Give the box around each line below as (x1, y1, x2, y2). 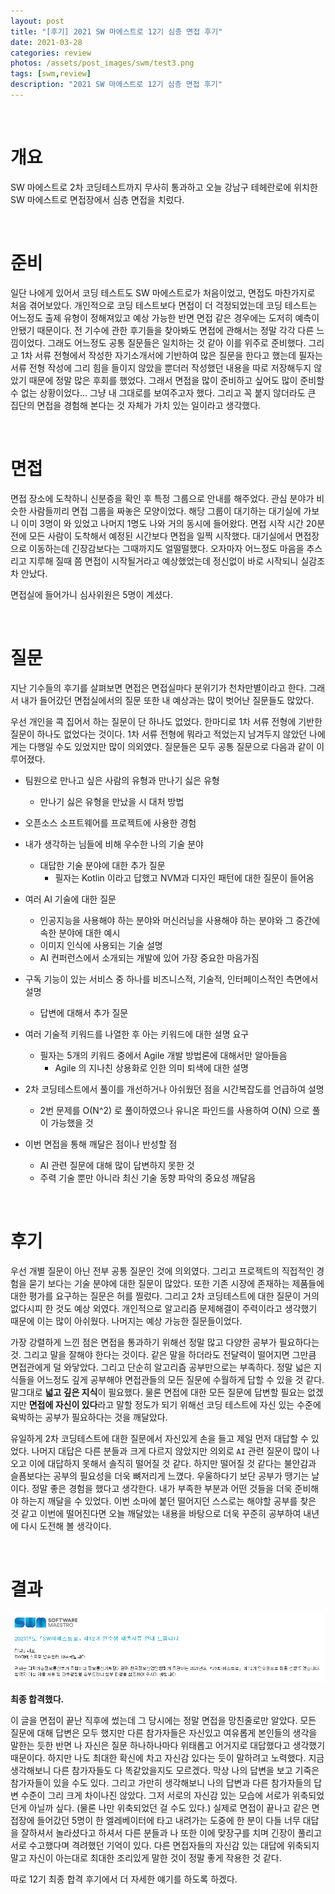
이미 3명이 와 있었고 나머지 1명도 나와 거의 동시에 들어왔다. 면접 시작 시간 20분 (20, 517, 326, 529)
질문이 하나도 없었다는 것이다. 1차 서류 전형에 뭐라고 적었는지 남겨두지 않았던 (10, 728, 308, 740)
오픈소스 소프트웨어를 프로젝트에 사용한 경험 (24, 816, 197, 829)
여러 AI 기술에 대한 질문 (24, 893, 117, 905)
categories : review (10, 48, 92, 58)
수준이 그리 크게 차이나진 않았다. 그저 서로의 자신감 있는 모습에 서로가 (20, 1789, 290, 1801)
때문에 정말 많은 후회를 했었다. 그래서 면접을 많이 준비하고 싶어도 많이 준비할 (28, 374, 325, 386)
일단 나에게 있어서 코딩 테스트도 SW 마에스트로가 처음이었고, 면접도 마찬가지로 (10, 286, 316, 299)
